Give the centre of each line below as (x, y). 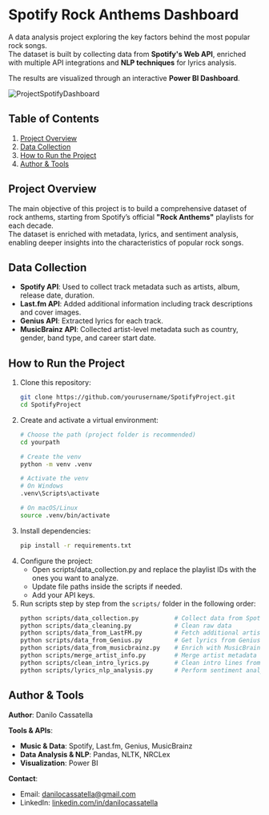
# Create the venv (50, 456)
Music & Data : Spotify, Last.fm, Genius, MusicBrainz (106, 746)
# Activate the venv (54, 479)
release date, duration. (57, 295)
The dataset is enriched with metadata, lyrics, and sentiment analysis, (123, 233)
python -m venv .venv (56, 464)
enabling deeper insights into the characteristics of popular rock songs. (126, 242)
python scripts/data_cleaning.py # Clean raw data (126, 626)
